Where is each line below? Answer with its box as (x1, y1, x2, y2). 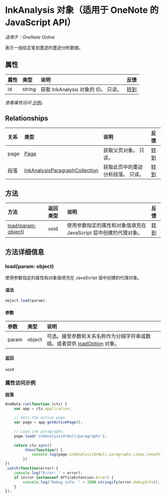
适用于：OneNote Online (5, 34, 55, 40)
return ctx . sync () (14, 443, 52, 448)
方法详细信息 (5, 248, 44, 256)
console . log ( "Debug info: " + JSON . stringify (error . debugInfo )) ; (23, 480, 161, 485)
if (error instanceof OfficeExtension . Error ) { (14, 475, 114, 480)
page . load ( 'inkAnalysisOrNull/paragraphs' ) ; (14, 433, 107, 439)
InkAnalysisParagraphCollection (24, 166, 99, 173)
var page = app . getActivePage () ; (14, 420, 83, 425)
